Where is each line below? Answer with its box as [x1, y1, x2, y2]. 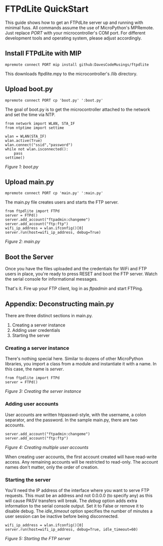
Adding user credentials [12, 327, 60, 333]
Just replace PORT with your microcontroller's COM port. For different [5, 30, 146, 36]
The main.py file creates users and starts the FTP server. [5, 199, 119, 205]
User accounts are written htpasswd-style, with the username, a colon [5, 411, 146, 418]
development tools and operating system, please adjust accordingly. [5, 35, 142, 41]
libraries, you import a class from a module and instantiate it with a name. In [5, 361, 157, 367]
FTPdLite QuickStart [5, 3, 89, 15]
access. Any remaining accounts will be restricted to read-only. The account [5, 459, 158, 465]
